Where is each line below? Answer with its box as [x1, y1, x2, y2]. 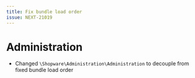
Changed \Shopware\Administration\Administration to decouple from [14, 60, 189, 67]
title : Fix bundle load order [6, 8, 83, 15]
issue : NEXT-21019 [6, 14, 53, 20]
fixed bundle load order [14, 67, 74, 74]
